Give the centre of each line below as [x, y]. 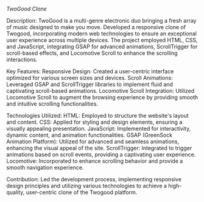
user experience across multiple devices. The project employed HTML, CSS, [102, 40]
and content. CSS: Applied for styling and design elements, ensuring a [94, 122]
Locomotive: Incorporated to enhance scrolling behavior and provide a [95, 161]
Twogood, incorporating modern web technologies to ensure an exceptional [101, 34]
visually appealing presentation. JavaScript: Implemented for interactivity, [99, 128]
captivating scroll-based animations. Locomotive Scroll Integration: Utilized [100, 91]
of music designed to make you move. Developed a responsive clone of [96, 27]
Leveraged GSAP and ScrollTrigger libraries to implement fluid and [90, 84]
